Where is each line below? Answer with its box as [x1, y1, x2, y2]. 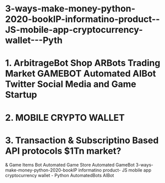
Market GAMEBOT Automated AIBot [5, 68, 156, 80]
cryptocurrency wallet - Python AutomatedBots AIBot [5, 172, 114, 178]
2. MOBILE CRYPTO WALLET [5, 112, 125, 123]
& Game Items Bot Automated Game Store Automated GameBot [5, 162, 135, 168]
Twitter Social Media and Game [5, 79, 137, 90]
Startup [5, 89, 37, 100]
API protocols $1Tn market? [5, 145, 122, 157]
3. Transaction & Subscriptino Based [5, 135, 159, 146]
